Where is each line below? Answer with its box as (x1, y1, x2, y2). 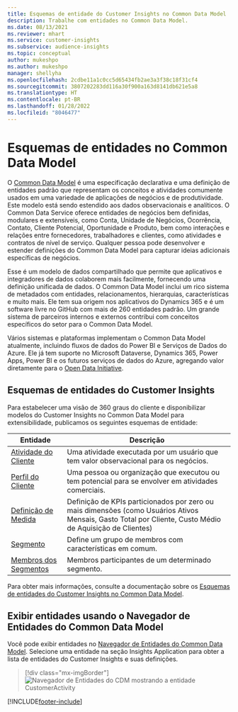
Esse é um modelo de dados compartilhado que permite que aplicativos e (7, 267, 222, 276)
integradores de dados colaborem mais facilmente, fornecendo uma (7, 274, 206, 283)
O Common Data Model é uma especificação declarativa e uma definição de (7, 178, 230, 186)
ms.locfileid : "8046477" (7, 109, 81, 116)
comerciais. (67, 485, 106, 495)
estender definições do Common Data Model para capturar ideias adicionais (7, 246, 230, 254)
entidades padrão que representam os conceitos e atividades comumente (7, 186, 223, 194)
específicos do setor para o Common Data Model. (7, 320, 153, 328)
